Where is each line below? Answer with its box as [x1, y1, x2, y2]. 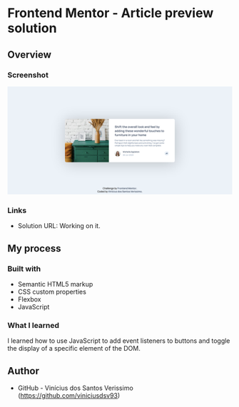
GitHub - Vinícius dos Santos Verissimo [17, 383, 133, 393]
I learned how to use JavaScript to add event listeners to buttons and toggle [7, 336, 230, 345]
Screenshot [7, 70, 49, 80]
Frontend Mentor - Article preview [7, 5, 214, 21]
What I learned [7, 320, 59, 330]
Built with [7, 264, 41, 274]
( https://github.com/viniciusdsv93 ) [17, 391, 121, 400]
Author [7, 365, 39, 377]
